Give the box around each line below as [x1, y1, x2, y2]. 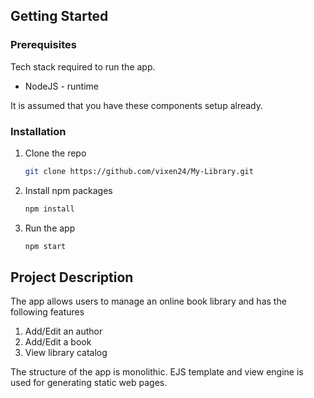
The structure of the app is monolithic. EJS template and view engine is [10, 366, 304, 378]
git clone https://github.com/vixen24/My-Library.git [24, 166, 254, 176]
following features [10, 306, 85, 318]
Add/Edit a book [24, 336, 92, 348]
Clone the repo [24, 147, 87, 159]
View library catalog [24, 347, 108, 359]
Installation [10, 124, 67, 138]
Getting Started [10, 8, 109, 25]
